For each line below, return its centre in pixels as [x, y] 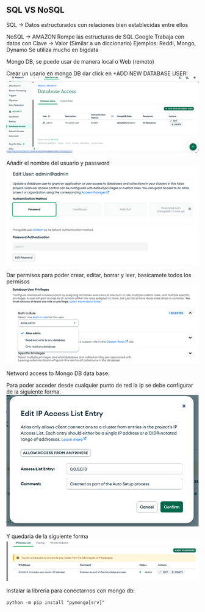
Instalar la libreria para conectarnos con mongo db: [71, 591]
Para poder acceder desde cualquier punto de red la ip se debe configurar [100, 386]
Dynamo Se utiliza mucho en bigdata [52, 50]
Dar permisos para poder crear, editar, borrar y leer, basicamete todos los [99, 275]
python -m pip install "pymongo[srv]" [56, 602]
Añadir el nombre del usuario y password [58, 163]
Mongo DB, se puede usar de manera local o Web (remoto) [80, 61]
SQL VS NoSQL [36, 10]
